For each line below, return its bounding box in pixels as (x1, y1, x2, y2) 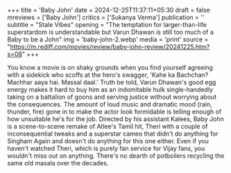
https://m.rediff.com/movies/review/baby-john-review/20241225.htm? (10, 43, 210, 51)
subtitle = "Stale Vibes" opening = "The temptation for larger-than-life (7, 21, 207, 28)
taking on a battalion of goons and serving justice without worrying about (7, 93, 217, 101)
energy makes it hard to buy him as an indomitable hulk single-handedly (7, 86, 214, 93)
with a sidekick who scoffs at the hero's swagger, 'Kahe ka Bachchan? (7, 71, 209, 79)
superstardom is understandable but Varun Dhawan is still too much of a (7, 28, 214, 36)
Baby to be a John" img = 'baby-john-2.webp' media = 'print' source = (7, 35, 209, 44)
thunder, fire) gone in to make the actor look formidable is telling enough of (7, 107, 222, 116)
